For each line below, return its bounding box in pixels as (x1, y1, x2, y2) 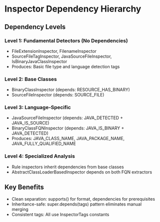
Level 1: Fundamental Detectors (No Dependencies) (4, 37, 128, 44)
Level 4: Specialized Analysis (4, 153, 75, 159)
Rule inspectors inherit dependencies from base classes (11, 164, 124, 170)
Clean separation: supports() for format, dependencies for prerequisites (11, 196, 156, 202)
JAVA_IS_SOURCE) (11, 120, 49, 126)
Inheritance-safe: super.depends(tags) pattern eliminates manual (11, 201, 142, 207)
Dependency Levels (4, 23, 66, 31)
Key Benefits (4, 183, 44, 191)
